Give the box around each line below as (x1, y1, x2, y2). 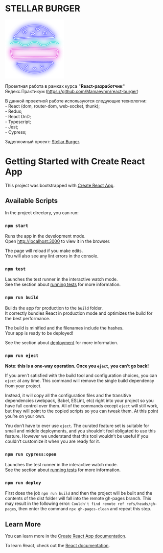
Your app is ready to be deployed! (5, 330, 73, 336)
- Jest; (5, 124, 19, 130)
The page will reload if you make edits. (5, 248, 83, 253)
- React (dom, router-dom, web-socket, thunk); (5, 103, 100, 109)
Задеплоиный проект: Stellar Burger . (5, 138, 81, 145)
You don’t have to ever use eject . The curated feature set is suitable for (5, 423, 149, 428)
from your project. (5, 383, 42, 389)
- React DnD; (5, 113, 31, 119)
